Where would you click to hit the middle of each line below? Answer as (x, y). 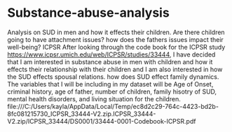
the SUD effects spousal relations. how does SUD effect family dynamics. (113, 76)
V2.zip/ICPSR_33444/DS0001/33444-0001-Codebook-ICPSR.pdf (102, 121)
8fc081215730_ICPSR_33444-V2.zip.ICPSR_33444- (82, 114)
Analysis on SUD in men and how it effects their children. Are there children (116, 32)
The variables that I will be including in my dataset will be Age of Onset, (110, 84)
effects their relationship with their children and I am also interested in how (115, 69)
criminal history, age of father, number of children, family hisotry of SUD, (112, 91)
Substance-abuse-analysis (88, 13)
